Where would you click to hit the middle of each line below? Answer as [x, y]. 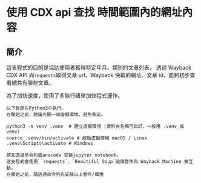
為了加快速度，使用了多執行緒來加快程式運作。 [64, 95]
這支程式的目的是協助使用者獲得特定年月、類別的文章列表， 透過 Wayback [99, 68]
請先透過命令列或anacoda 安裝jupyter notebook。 [64, 155]
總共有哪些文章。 [33, 83]
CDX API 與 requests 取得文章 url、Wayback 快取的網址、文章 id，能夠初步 [98, 75]
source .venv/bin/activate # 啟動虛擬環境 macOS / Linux [77, 138]
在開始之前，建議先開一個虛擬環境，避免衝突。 [56, 115]
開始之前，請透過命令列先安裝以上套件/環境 [57, 175]
